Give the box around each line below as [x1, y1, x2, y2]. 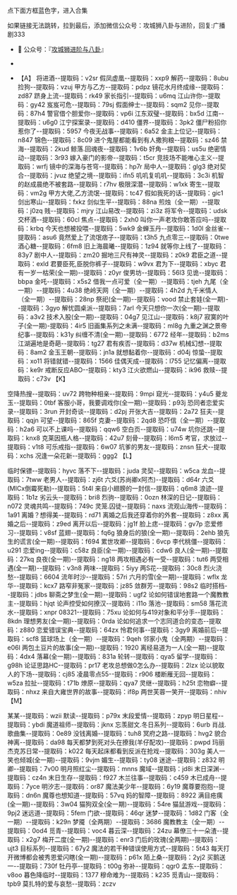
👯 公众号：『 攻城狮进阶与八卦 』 [17, 45, 107, 53]
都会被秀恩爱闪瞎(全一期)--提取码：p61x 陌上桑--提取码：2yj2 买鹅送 [25, 853, 226, 861]
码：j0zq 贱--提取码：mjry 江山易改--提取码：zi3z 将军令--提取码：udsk [17, 207, 228, 214]
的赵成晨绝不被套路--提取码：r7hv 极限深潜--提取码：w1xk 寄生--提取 [17, 180, 220, 188]
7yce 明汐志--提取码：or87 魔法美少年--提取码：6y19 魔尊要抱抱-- [25, 783, 219, 790]
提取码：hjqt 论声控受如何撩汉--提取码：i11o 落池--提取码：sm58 [18, 599, 208, 607]
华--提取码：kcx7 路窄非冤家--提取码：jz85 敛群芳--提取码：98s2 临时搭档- [7, 582, 228, 589]
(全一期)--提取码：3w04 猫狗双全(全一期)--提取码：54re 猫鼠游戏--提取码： [7, 800, 228, 808]
